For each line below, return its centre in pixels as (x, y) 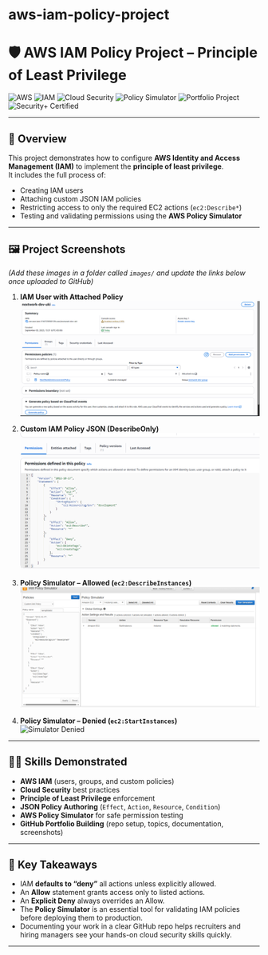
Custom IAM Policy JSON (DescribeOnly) (89, 429)
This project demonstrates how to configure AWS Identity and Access (124, 158)
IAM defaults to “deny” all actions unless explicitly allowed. (118, 884)
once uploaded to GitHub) (51, 281)
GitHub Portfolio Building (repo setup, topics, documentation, (122, 823)
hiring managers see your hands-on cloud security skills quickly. (126, 935)
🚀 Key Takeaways (53, 865)
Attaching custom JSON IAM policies (81, 198)
